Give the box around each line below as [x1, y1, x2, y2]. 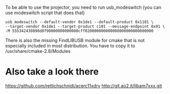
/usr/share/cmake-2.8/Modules [5, 48, 71, 54]
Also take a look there [5, 66, 99, 78]
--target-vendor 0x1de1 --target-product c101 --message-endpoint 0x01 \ [5, 24, 165, 29]
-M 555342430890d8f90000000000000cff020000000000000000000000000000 [5, 28, 154, 34]
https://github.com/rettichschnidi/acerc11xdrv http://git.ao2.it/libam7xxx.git [5, 82, 162, 88]
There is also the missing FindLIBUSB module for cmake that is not [5, 38, 145, 43]
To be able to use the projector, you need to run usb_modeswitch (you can [5, 5, 161, 10]
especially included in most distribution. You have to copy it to [5, 43, 135, 49]
